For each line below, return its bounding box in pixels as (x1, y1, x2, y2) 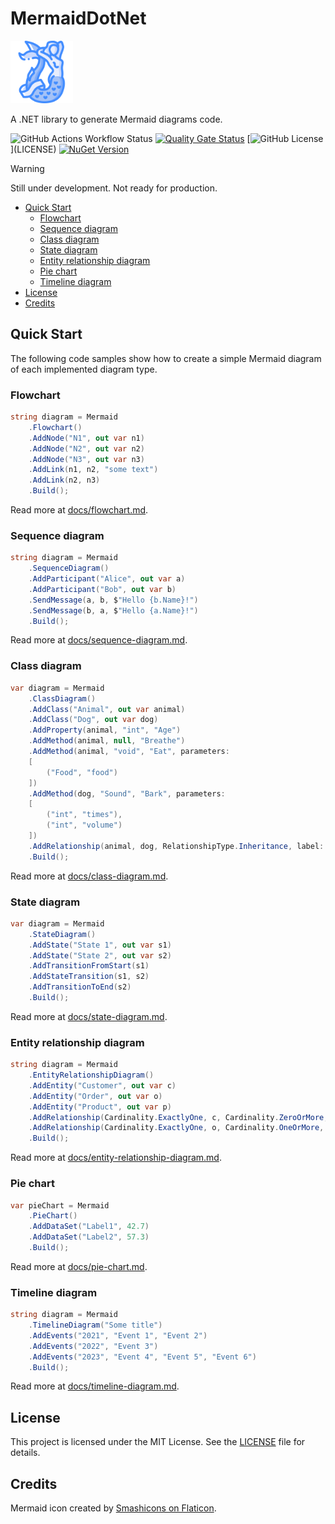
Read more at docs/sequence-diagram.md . (10, 634, 188, 646)
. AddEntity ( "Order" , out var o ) (28, 1091, 163, 1101)
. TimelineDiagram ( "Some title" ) (28, 1320, 163, 1331)
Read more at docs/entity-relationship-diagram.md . (10, 1152, 222, 1164)
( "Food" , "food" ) (46, 767, 118, 777)
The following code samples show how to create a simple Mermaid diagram (10, 352, 322, 364)
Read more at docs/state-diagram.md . (10, 1010, 168, 1022)
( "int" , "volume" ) (46, 820, 123, 831)
